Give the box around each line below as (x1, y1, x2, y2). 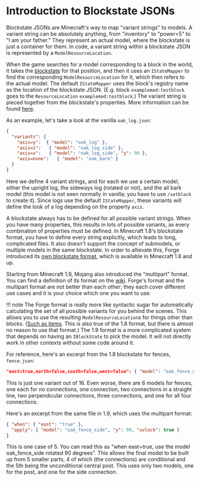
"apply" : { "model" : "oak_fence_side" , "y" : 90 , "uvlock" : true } (11, 427, 180, 433)
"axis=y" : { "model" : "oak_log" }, (17, 139, 108, 145)
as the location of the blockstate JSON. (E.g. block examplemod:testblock (6, 86, 185, 93)
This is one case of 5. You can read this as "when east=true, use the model (6, 443, 190, 451)
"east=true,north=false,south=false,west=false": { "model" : (6, 368, 161, 374)
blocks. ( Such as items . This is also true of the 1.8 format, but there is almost (6, 320, 193, 327)
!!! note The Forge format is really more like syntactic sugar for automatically (6, 301, 193, 308)
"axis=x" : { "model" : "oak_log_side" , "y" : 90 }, (17, 150, 148, 156)
